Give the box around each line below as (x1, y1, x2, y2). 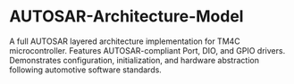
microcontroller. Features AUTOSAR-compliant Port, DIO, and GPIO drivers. (9, 45, 286, 55)
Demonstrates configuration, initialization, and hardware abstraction (9, 55, 259, 65)
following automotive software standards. (9, 64, 163, 75)
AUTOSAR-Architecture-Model (9, 6, 244, 27)
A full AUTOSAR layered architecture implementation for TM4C (9, 36, 241, 46)
